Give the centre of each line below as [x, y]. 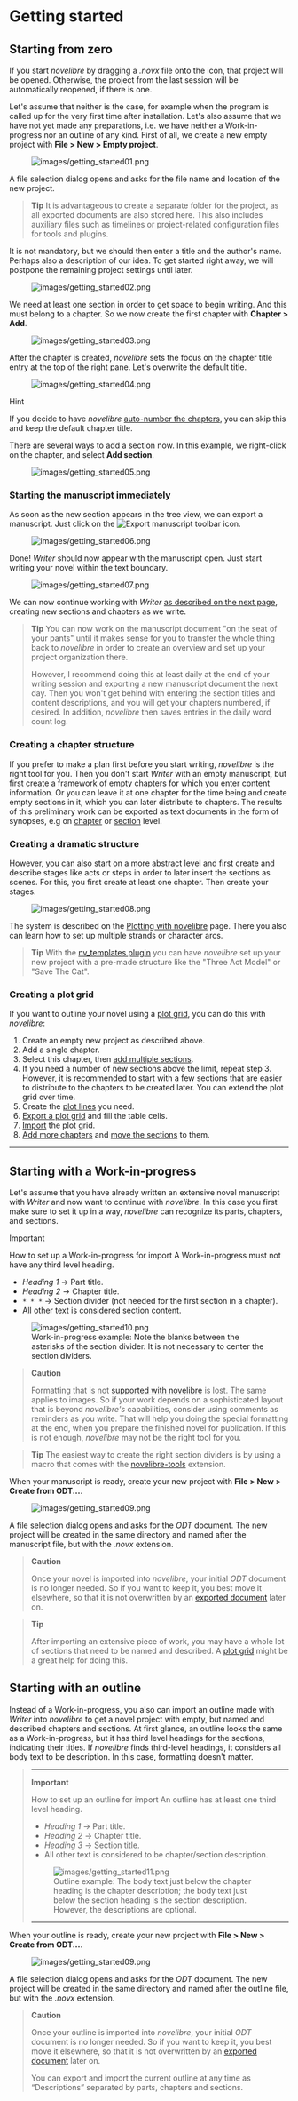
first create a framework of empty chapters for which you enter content [140, 783]
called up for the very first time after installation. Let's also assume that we [145, 116]
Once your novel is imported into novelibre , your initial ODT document [158, 1578]
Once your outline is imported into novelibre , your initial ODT [141, 2032]
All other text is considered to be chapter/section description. [156, 1854]
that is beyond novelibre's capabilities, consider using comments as [155, 1409]
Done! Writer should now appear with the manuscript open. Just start [136, 558]
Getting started [67, 16]
